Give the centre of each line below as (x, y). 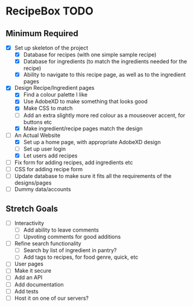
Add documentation (39, 284)
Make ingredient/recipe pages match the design (83, 128)
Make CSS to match (48, 108)
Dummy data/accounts (43, 189)
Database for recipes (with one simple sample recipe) (90, 55)
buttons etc (38, 122)
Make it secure (33, 271)
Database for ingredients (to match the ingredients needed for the (105, 62)
